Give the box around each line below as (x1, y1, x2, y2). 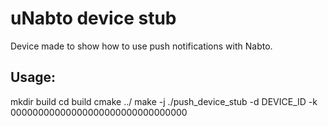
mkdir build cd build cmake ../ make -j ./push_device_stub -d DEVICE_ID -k (10, 95, 318, 107)
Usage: (10, 69, 57, 86)
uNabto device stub (10, 7, 177, 30)
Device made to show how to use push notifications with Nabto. (10, 40, 273, 52)
